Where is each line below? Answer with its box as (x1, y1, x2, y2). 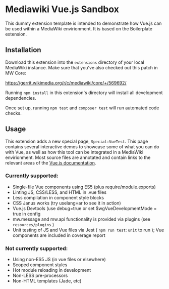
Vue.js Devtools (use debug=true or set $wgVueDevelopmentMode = (12, 205, 157, 211)
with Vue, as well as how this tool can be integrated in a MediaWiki (5, 149, 144, 155)
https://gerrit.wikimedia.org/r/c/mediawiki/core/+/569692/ (5, 79, 127, 86)
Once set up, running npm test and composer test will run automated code (5, 105, 159, 111)
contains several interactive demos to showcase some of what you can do (5, 143, 159, 150)
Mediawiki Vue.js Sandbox (5, 4, 120, 15)
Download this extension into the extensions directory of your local (5, 59, 145, 65)
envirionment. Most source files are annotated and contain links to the (5, 154, 151, 160)
